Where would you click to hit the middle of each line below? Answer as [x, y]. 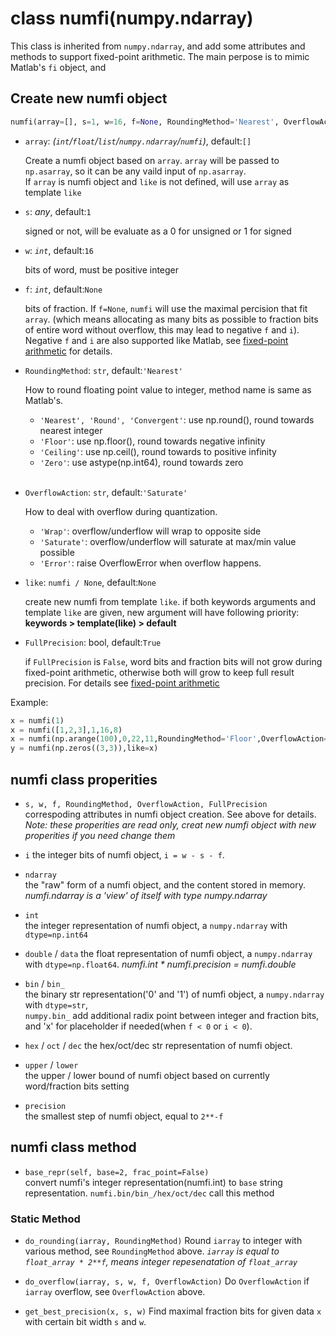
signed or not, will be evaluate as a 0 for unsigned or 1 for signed [158, 231]
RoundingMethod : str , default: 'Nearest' [103, 370]
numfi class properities [84, 779]
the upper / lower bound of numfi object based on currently [147, 1075]
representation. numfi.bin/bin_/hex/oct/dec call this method [149, 1193]
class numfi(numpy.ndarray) [132, 18]
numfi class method [73, 1147]
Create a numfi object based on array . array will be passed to [152, 160]
